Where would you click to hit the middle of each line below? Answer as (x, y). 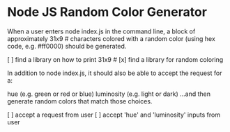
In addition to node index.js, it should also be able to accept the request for (115, 73)
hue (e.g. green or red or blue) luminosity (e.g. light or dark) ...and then (109, 94)
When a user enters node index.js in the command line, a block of (101, 31)
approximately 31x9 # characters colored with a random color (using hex (112, 38)
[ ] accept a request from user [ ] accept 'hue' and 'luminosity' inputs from (114, 115)
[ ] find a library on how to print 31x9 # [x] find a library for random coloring (115, 59)
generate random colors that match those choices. (80, 101)
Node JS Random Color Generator (107, 12)
